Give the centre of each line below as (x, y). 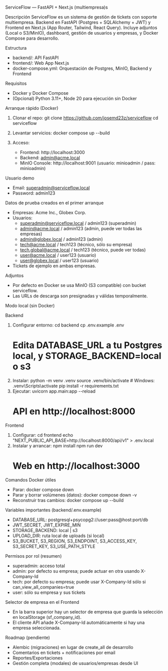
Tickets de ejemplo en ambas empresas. (54, 266)
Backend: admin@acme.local (50, 158)
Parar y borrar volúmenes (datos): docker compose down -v (74, 495)
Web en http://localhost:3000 (76, 466)
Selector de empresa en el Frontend (42, 602)
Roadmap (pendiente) (28, 637)
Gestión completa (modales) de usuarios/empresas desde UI (75, 663)
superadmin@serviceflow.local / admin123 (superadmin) (78, 223)
